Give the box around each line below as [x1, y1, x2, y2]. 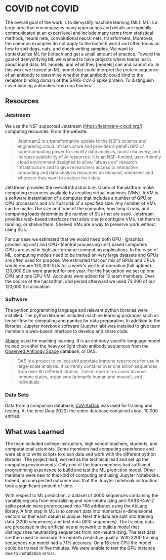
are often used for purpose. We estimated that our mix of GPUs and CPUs [5, 257, 156, 263]
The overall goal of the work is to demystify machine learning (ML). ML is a [5, 19, 158, 25]
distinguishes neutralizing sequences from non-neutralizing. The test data [5, 529, 156, 535]
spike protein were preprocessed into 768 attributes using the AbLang [5, 503, 148, 509]
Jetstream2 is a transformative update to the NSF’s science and [17, 138, 147, 144]
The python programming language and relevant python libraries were [5, 307, 148, 313]
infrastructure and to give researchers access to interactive [17, 164, 138, 170]
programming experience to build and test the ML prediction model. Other [5, 467, 156, 473]
